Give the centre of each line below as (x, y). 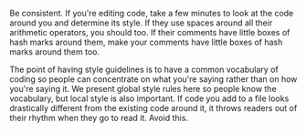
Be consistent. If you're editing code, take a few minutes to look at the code (152, 13)
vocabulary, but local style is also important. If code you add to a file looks (149, 98)
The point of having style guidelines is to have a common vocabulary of (144, 69)
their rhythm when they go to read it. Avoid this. (99, 118)
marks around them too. (55, 52)
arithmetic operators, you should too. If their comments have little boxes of (150, 32)
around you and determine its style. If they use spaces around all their (141, 23)
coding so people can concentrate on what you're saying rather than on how (153, 79)
